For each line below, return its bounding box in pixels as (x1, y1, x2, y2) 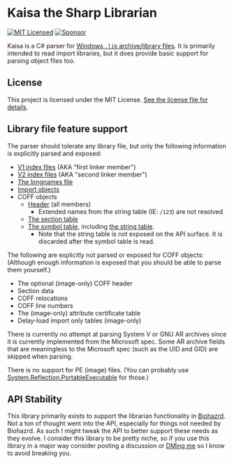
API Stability (7, 393, 62, 405)
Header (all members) (27, 199, 91, 208)
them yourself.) (7, 265, 51, 274)
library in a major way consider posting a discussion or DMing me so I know (7, 442, 225, 450)
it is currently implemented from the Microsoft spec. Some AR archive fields (7, 337, 226, 346)
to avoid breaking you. (7, 449, 72, 458)
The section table (27, 215, 78, 223)
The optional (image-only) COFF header (17, 279, 133, 288)
